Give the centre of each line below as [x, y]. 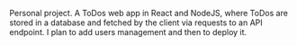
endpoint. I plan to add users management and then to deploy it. [128, 32]
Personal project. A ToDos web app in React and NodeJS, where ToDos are [148, 13]
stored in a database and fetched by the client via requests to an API [136, 23]
